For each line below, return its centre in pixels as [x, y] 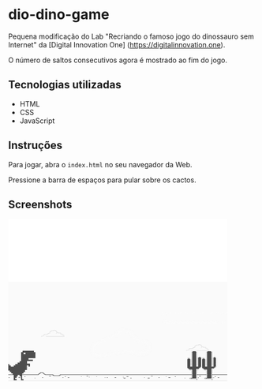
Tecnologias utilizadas [65, 85]
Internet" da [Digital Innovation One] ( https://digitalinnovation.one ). [117, 44]
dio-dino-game [59, 15]
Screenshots [40, 204]
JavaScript [37, 121]
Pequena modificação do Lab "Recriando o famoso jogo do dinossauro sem [131, 36]
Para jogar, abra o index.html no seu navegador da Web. [100, 164]
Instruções [36, 146]
